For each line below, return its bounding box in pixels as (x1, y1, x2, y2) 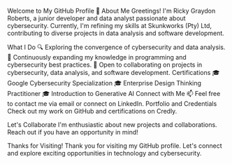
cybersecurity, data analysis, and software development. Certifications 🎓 (7, 69, 220, 76)
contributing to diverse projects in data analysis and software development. (7, 29, 225, 37)
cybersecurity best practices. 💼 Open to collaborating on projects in (7, 60, 203, 69)
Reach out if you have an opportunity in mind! (7, 128, 138, 136)
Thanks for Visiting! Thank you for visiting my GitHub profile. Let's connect (7, 142, 222, 150)
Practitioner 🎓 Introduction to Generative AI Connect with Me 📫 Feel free (7, 90, 221, 97)
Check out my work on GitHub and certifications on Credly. (7, 107, 177, 115)
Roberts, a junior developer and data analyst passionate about (7, 14, 187, 22)
